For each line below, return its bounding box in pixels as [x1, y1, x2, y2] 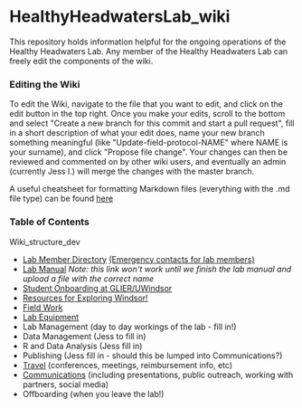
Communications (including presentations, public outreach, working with [22, 369, 294, 380]
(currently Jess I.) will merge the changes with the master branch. [9, 166, 255, 177]
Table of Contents [9, 215, 90, 228]
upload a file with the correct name [22, 273, 155, 284]
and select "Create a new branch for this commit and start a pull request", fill [9, 118, 295, 128]
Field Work [22, 301, 63, 313]
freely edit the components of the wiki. [9, 55, 154, 66]
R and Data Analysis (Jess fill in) [22, 340, 143, 351]
